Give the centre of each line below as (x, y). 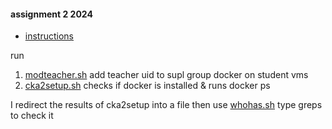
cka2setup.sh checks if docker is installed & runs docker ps (147, 86)
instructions (49, 36)
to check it (32, 116)
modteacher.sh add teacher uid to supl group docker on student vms (166, 75)
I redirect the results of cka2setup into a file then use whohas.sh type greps (166, 105)
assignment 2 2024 (51, 14)
